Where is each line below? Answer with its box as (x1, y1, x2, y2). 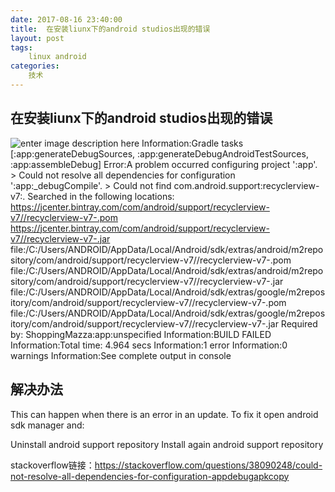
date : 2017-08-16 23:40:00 (10, 14, 123, 25)
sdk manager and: (10, 419, 85, 431)
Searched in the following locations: (27, 190, 175, 202)
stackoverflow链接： (10, 459, 95, 471)
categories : (10, 61, 60, 71)
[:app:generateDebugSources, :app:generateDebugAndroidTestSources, (10, 147, 309, 160)
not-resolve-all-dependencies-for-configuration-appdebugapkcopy (10, 470, 290, 482)
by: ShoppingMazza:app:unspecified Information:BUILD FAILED (10, 328, 272, 340)
